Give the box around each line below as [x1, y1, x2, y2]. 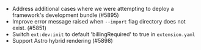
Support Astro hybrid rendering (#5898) [12, 37, 113, 44]
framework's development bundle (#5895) [12, 11, 119, 19]
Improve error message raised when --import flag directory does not [12, 18, 186, 25]
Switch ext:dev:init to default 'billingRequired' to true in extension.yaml [12, 31, 196, 38]
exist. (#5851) [12, 24, 47, 31]
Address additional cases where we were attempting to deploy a [12, 5, 174, 12]
